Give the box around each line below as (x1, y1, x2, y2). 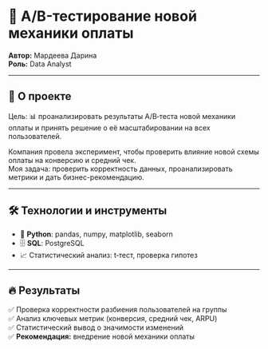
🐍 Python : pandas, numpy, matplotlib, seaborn (19, 229, 174, 239)
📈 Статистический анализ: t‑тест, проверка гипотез (19, 250, 198, 260)
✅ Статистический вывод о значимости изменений (8, 323, 183, 332)
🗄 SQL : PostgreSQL (19, 238, 85, 248)
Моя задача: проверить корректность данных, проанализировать (8, 164, 233, 173)
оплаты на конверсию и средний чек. (8, 155, 137, 165)
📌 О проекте (8, 89, 72, 103)
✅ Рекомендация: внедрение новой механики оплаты (8, 331, 195, 342)
